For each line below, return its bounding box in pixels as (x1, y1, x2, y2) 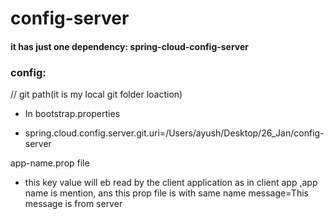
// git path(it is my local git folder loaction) (10, 88, 183, 101)
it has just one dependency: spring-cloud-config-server (10, 40, 250, 52)
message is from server (24, 198, 123, 210)
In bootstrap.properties (24, 108, 121, 120)
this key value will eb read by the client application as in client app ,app (24, 177, 318, 189)
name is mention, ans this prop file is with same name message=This (24, 187, 309, 199)
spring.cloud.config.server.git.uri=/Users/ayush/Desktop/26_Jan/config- (24, 127, 325, 139)
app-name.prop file (10, 157, 90, 169)
